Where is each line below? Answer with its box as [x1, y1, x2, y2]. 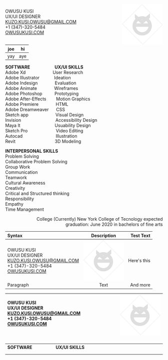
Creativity [5, 185, 25, 191]
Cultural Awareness [5, 180, 45, 186]
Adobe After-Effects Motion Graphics [5, 96, 90, 102]
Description [90, 232, 116, 238]
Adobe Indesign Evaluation [5, 80, 76, 86]
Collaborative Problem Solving [5, 159, 67, 165]
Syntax [7, 232, 22, 238]
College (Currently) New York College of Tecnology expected [36, 216, 163, 222]
